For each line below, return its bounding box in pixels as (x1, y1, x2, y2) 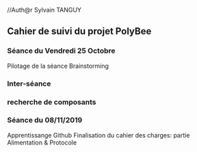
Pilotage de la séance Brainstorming (7, 62, 109, 70)
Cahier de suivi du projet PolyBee (7, 25, 152, 37)
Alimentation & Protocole (7, 138, 77, 147)
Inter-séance (7, 79, 51, 88)
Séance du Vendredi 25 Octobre (7, 46, 116, 55)
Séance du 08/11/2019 (7, 116, 83, 125)
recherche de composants (7, 97, 96, 107)
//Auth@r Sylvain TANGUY (7, 6, 82, 14)
